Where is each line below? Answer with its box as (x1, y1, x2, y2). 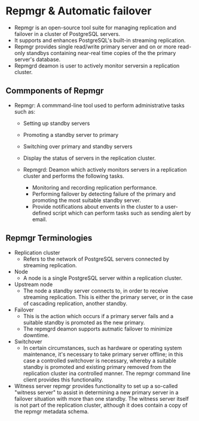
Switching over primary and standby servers (23, 142, 133, 150)
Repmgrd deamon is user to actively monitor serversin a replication (14, 62, 180, 69)
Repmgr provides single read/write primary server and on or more (14, 43, 177, 50)
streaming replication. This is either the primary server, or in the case (23, 293, 194, 300)
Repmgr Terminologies (5, 233, 93, 243)
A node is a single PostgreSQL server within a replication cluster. (23, 274, 183, 282)
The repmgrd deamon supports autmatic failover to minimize (23, 325, 173, 332)
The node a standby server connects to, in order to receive (23, 287, 169, 294)
